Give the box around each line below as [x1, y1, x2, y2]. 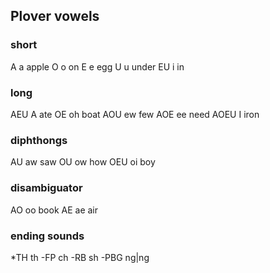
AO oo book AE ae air [10, 204, 99, 216]
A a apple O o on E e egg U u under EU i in [10, 60, 185, 73]
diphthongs [10, 133, 68, 147]
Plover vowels [10, 8, 100, 25]
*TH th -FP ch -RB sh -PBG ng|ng [10, 251, 150, 263]
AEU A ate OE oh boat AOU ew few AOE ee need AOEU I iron [10, 108, 260, 120]
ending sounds [10, 229, 85, 243]
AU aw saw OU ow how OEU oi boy [10, 156, 156, 168]
